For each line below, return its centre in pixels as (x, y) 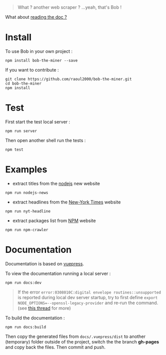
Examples (26, 169)
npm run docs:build (26, 327)
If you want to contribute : (32, 69)
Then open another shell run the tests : (45, 140)
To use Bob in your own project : (39, 51)
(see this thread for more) (44, 308)
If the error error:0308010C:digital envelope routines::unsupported (89, 292)
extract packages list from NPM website (54, 221)
